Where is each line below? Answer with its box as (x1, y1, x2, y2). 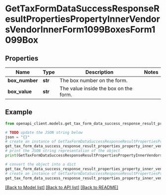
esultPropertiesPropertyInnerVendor (5, 13, 161, 25)
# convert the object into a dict (5, 161, 77, 167)
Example (5, 108, 33, 117)
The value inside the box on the (59, 85, 132, 92)
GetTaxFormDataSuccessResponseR (5, 3, 160, 14)
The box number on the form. (59, 77, 127, 84)
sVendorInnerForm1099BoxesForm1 (5, 24, 156, 35)
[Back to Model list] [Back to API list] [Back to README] (5, 185, 119, 191)
